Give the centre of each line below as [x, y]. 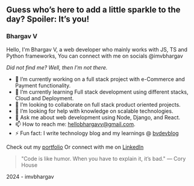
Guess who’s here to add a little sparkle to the [93, 10]
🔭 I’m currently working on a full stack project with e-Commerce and [100, 79]
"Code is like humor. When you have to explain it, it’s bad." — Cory [103, 158]
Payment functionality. [43, 85]
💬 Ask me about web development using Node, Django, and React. [98, 117]
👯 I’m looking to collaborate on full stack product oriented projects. [98, 104]
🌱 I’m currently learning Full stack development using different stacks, [102, 92]
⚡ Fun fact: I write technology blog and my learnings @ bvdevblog [97, 133]
